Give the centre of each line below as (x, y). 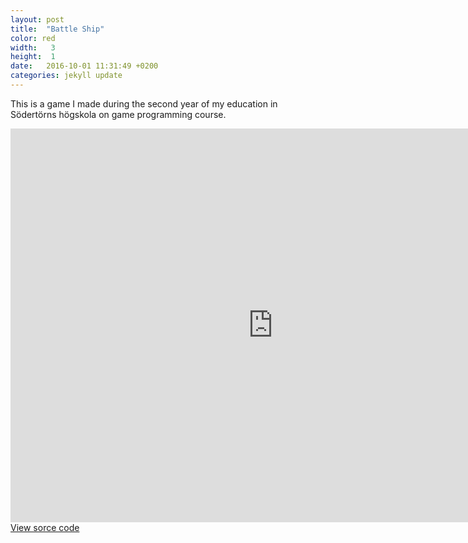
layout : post (37, 19)
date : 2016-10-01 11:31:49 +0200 (84, 66)
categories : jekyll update (66, 76)
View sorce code (45, 527)
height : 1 (33, 57)
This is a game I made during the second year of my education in (144, 103)
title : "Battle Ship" (57, 29)
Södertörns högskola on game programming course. (118, 114)
